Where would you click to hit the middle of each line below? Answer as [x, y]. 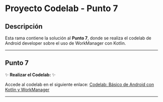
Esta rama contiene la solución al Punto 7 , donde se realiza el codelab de [78, 38]
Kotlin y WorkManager [27, 89]
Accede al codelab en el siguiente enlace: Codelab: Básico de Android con [80, 84]
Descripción [24, 26]
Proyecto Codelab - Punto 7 [61, 8]
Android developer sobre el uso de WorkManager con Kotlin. [65, 43]
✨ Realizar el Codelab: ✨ [30, 75]
